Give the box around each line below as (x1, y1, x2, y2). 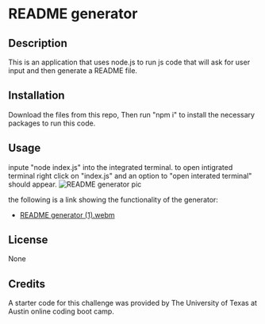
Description (8, 37, 67, 50)
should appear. (8, 179, 57, 189)
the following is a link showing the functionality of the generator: (8, 195, 218, 204)
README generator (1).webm (19, 210, 115, 219)
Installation (8, 89, 65, 102)
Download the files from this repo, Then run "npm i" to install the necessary (8, 110, 255, 119)
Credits (8, 277, 46, 291)
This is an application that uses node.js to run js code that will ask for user (8, 57, 251, 67)
